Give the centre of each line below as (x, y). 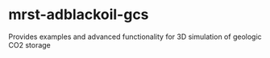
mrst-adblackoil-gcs (79, 15)
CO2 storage (29, 44)
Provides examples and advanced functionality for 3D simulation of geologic (135, 37)
